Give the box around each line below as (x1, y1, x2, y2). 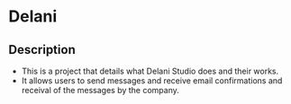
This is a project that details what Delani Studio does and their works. (21, 65, 279, 76)
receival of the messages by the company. (21, 85, 179, 95)
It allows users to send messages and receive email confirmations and (21, 75, 283, 86)
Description (8, 42, 76, 57)
